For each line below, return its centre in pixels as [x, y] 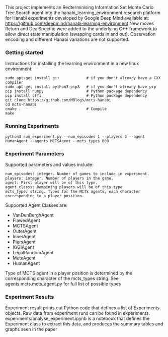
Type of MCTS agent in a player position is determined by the [69, 273]
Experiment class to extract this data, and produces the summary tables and [84, 324]
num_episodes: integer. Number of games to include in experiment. [77, 174]
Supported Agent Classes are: [36, 205]
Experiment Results [30, 297]
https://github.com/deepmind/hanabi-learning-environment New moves [80, 23]
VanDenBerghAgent [33, 215]
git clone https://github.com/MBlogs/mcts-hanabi [58, 100]
